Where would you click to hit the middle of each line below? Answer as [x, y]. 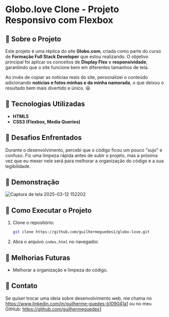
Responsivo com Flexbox [59, 20]
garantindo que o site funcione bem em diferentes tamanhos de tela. [77, 67]
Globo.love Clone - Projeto [62, 9]
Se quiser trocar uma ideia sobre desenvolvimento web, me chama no [79, 298]
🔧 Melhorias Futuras [38, 258]
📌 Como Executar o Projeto [49, 210]
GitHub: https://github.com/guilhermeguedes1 [53, 309]
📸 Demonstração [32, 182]
